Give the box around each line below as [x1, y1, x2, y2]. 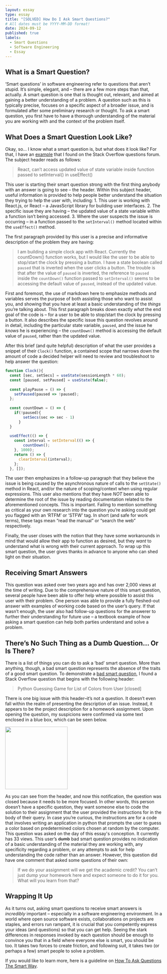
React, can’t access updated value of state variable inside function [17, 166, 155, 173]
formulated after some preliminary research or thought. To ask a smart [5, 108, 150, 114]
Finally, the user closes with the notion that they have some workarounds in [5, 533, 161, 539]
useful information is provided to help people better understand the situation [5, 192, 162, 198]
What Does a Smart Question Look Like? [5, 133, 133, 141]
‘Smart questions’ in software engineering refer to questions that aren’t [5, 81, 151, 87]
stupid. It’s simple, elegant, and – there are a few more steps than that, [5, 86, 150, 93]
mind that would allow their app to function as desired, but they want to [5, 538, 152, 544]
